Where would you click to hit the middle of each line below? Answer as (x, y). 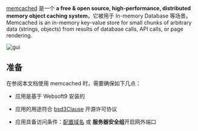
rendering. (19, 35)
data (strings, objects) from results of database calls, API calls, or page (95, 29)
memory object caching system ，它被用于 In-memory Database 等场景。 (99, 16)
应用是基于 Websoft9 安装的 (50, 96)
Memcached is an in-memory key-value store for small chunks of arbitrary (99, 23)
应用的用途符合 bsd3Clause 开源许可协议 (66, 109)
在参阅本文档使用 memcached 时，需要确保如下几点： (74, 83)
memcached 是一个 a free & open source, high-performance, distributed (99, 8)
